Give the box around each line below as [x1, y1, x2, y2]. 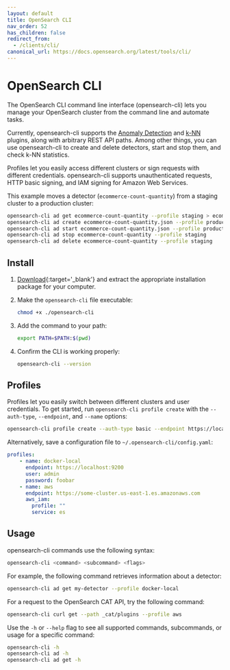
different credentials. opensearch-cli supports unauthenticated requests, [7, 171, 212, 179]
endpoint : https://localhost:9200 [25, 465, 125, 471]
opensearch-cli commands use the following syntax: [7, 546, 155, 554]
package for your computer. [16, 282, 96, 291]
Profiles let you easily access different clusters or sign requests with [7, 164, 200, 172]
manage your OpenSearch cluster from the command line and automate [7, 108, 210, 116]
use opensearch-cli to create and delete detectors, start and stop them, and [7, 143, 221, 151]
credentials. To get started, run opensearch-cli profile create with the [7, 405, 209, 413]
